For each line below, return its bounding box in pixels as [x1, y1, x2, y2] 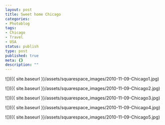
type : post [5, 48, 28, 53]
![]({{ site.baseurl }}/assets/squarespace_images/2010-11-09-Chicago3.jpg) [5, 95, 161, 101]
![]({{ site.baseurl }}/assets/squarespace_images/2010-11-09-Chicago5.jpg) [5, 114, 161, 120]
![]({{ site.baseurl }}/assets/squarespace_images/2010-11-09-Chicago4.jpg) [5, 105, 161, 111]
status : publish [5, 44, 39, 49]
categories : [5, 16, 30, 21]
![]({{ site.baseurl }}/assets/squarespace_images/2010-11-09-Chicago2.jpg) [5, 85, 161, 91]
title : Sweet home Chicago [5, 12, 61, 17]
